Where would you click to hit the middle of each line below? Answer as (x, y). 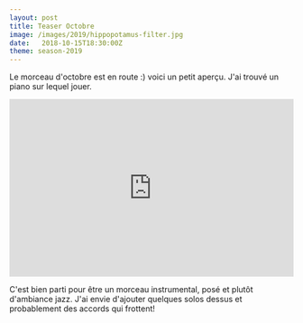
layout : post (34, 18)
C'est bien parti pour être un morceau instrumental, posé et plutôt (132, 290)
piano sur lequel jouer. (50, 87)
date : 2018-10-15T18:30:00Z (66, 43)
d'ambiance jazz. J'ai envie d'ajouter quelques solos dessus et (126, 300)
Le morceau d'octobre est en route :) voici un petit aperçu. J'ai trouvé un (144, 77)
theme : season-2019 (46, 51)
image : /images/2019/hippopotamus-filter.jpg (96, 34)
